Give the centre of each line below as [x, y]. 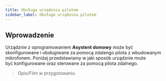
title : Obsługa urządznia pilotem [42, 10]
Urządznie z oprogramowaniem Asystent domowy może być [69, 47]
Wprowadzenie [30, 35]
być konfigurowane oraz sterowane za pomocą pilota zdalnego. [72, 63]
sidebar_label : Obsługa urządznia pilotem [51, 15]
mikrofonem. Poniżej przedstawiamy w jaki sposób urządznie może [76, 58]
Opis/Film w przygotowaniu [46, 73]
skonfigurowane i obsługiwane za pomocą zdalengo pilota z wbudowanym [83, 53]
